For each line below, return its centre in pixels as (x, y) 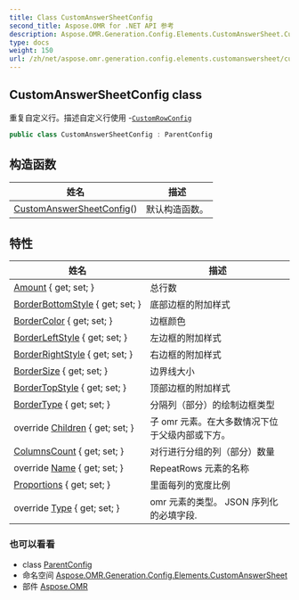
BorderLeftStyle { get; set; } (70, 338)
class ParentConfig (57, 564)
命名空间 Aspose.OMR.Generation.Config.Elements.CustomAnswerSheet (154, 575)
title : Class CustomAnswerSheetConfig (81, 17)
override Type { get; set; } (67, 508)
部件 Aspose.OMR (55, 586)
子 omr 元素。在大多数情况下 (210, 422)
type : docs (29, 42)
